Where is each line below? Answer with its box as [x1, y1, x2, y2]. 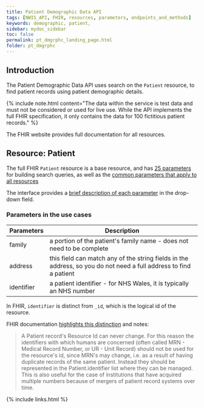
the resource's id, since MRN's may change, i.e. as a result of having [21, 352, 193, 359]
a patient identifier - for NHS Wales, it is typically [49, 279, 189, 287]
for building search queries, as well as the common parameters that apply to [6, 171, 197, 178]
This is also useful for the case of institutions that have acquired [21, 371, 182, 378]
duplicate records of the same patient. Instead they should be [21, 358, 175, 365]
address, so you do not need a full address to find [49, 262, 191, 270]
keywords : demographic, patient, [6, 20, 91, 26]
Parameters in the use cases [6, 211, 92, 219]
